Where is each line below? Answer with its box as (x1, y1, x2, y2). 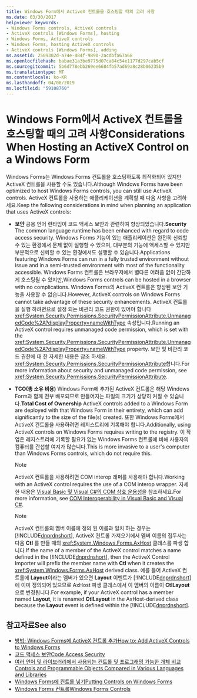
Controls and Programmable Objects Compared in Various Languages (14, 664, 184, 671)
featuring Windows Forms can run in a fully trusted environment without (14, 255, 189, 263)
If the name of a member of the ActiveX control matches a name (25, 546, 181, 553)
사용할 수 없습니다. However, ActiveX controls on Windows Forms (25, 290, 181, 298)
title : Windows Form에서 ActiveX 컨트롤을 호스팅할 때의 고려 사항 (6, 8, 155, 15)
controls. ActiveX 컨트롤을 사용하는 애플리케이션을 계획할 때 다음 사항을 (6, 194, 172, 201)
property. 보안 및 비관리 (126, 345, 182, 352)
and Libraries (14, 671, 47, 678)
